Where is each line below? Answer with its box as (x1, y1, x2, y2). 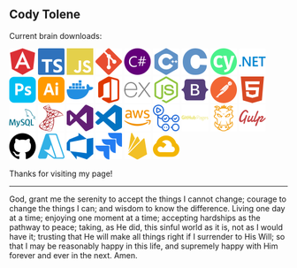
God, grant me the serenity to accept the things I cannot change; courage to (9, 194, 287, 204)
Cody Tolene (9, 7, 81, 22)
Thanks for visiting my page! (9, 168, 113, 179)
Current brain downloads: (9, 30, 103, 41)
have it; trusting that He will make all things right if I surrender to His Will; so (9, 231, 286, 241)
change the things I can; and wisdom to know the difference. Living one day (9, 203, 286, 213)
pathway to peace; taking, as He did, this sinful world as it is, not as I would (9, 221, 283, 233)
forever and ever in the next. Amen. (9, 249, 139, 260)
